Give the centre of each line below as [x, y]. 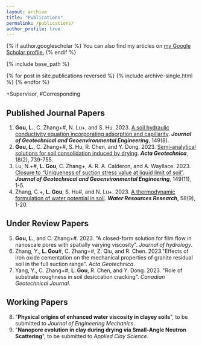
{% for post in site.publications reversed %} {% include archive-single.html [99, 76]
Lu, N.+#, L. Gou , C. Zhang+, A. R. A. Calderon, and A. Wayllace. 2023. [103, 166]
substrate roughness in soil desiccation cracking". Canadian [90, 276]
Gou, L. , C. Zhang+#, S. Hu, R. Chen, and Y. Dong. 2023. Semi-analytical [105, 147]
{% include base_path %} [38, 64]
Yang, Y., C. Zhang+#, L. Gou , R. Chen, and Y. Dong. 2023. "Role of [99, 270]
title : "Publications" [35, 18]
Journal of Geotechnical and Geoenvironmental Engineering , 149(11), [103, 179]
